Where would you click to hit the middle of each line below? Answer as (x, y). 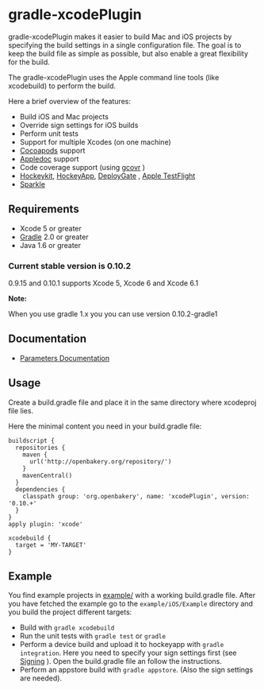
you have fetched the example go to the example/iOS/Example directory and (131, 604)
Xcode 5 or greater (50, 228)
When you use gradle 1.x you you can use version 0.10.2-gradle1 (113, 314)
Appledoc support (49, 159)
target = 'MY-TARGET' (51, 545)
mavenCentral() (48, 475)
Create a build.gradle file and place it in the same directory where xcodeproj (132, 402)
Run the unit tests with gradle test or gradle (93, 636)
